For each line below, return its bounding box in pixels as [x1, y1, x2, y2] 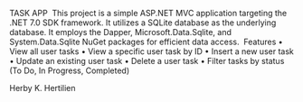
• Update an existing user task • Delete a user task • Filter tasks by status [9, 56, 285, 66]
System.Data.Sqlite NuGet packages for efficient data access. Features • [9, 36, 283, 47]
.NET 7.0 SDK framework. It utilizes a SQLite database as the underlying [9, 17, 277, 28]
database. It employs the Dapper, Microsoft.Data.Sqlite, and [9, 27, 232, 37]
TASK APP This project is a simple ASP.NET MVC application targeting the [9, 8, 288, 18]
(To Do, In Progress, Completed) [9, 65, 130, 76]
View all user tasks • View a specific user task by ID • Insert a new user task [9, 46, 294, 57]
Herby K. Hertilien [9, 83, 76, 93]
